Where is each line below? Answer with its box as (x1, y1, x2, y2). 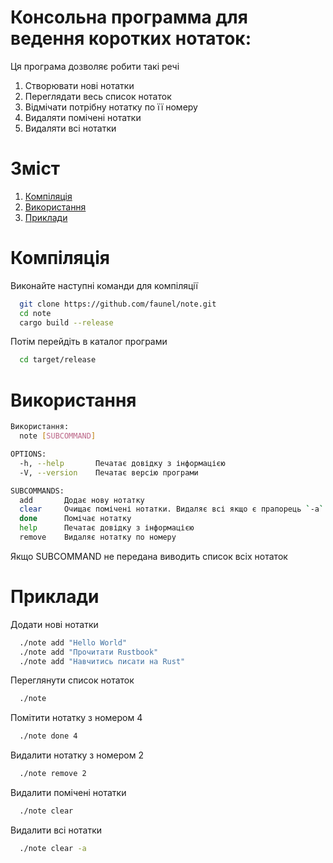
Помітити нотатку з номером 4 (10, 712, 143, 724)
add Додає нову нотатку (19, 495, 145, 505)
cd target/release (19, 355, 97, 365)
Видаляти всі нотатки (24, 122, 117, 134)
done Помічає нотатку (19, 514, 132, 524)
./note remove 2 (19, 769, 87, 779)
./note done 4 (19, 731, 78, 741)
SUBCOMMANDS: (10, 486, 65, 496)
